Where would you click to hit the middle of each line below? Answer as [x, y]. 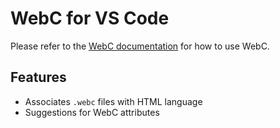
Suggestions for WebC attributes [92, 112]
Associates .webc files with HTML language [113, 101]
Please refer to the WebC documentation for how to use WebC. [140, 46]
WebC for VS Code [90, 18]
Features [38, 77]
